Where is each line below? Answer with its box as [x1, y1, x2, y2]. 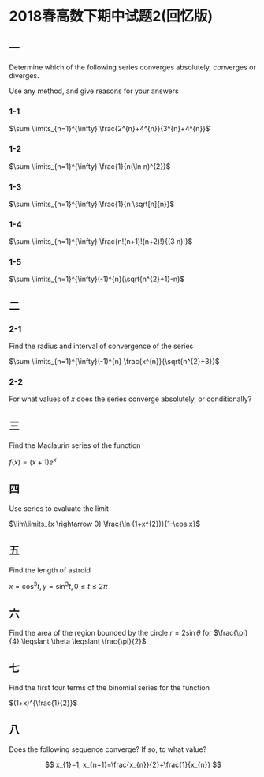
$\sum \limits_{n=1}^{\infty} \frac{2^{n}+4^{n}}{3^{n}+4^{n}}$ [9, 124, 210, 133]
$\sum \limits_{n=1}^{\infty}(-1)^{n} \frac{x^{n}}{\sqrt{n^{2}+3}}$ [9, 357, 220, 366]
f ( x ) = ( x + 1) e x [9, 456, 57, 467]
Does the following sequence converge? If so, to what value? [9, 744, 207, 754]
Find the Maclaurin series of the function [9, 441, 141, 450]
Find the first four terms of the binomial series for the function [9, 682, 210, 692]
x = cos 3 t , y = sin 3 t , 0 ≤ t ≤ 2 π [9, 580, 108, 591]
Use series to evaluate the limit [9, 503, 110, 513]
